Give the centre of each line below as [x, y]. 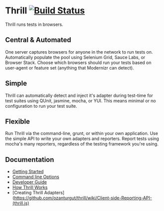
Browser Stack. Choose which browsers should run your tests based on [78, 63]
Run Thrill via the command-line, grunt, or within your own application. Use [82, 134]
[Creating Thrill [27, 193]
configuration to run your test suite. [41, 106]
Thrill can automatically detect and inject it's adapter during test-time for [79, 95]
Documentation [30, 160]
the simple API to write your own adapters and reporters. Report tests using [82, 139]
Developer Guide [29, 182]
